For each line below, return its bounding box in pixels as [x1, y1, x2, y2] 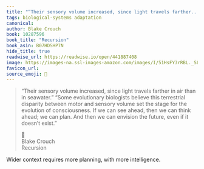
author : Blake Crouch [6, 25, 61, 32]
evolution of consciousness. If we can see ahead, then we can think [21, 107, 191, 114]
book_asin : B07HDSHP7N [6, 43, 64, 49]
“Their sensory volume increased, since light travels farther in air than [21, 87, 196, 94]
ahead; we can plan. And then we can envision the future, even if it [21, 113, 189, 121]
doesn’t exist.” [21, 119, 57, 127]
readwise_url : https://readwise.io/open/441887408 [6, 54, 137, 60]
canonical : [6, 20, 34, 26]
